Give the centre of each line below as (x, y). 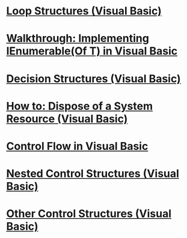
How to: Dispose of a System (80, 106)
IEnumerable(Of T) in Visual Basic (92, 51)
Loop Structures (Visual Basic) (84, 11)
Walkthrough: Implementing (78, 39)
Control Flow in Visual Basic (77, 146)
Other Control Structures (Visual (89, 214)
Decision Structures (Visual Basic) (94, 79)
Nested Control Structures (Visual (93, 174)
